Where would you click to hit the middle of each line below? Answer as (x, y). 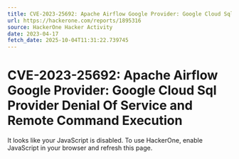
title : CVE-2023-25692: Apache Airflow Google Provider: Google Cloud (114, 14)
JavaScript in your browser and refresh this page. (80, 148)
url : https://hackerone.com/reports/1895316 (74, 21)
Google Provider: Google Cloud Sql (112, 91)
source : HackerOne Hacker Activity (60, 27)
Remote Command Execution (95, 121)
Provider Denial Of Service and (100, 105)
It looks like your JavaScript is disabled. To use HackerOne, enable (105, 141)
